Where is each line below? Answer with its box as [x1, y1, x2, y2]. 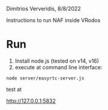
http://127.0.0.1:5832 [6, 97, 56, 104]
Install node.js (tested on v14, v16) [14, 57, 99, 65]
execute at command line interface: [14, 63, 103, 71]
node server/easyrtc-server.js [6, 75, 85, 81]
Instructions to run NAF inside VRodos [6, 17, 101, 23]
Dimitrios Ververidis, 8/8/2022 [6, 5, 81, 12]
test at [6, 85, 22, 93]
